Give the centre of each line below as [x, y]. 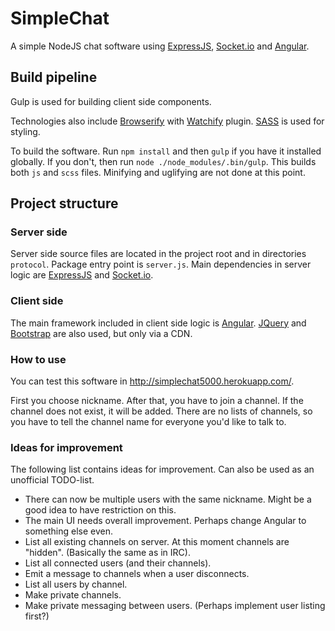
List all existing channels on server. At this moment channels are [157, 542]
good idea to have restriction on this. [100, 510]
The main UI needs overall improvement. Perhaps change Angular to [165, 521]
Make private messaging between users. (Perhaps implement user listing [175, 606]
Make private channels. [73, 595]
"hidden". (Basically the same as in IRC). [107, 553]
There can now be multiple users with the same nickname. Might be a [168, 499]
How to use [38, 359]
